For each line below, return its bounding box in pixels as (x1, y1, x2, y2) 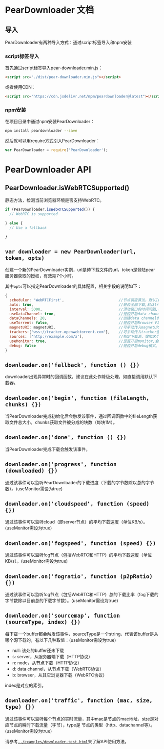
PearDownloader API (5, 164, 91, 175)
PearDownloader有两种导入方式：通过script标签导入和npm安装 (5, 40, 132, 45)
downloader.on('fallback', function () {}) (5, 361, 140, 368)
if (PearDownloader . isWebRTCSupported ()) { (5, 207, 95, 212)
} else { (5, 221, 23, 225)
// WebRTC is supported (9, 211, 58, 216)
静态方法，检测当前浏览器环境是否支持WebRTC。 (5, 197, 104, 203)
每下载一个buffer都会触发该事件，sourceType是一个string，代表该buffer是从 (5, 631, 159, 637)
